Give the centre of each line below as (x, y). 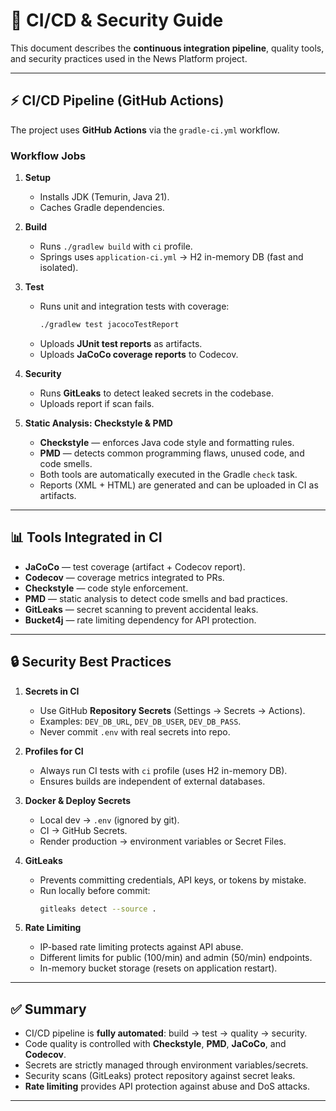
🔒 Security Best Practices (91, 662)
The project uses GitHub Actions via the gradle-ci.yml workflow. (145, 130)
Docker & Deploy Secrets (78, 800)
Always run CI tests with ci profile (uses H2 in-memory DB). (163, 770)
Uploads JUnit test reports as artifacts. (121, 343)
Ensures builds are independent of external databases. (152, 781)
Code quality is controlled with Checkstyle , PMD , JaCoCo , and (155, 1044)
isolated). (59, 268)
